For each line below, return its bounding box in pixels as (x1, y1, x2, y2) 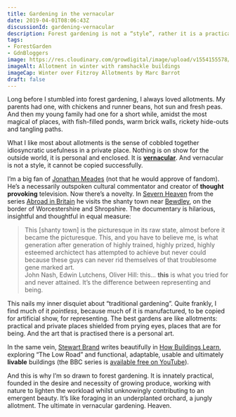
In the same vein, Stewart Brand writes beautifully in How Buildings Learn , (7, 343, 221, 351)
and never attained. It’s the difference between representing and (24, 278, 211, 287)
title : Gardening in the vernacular (7, 10, 114, 18)
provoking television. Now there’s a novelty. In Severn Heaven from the (7, 189, 214, 198)
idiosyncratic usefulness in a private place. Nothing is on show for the (7, 146, 209, 155)
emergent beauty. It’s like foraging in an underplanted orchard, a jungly (7, 394, 213, 402)
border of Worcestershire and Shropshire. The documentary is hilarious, (7, 205, 216, 213)
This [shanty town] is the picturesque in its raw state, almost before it (24, 226, 225, 235)
